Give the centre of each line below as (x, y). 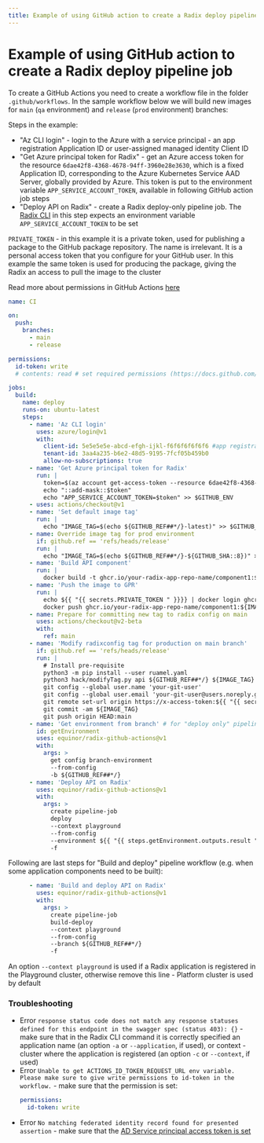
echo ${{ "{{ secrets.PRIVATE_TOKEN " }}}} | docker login (142, 599)
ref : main (59, 636)
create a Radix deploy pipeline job (121, 71)
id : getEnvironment (68, 731)
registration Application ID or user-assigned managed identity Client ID (134, 148)
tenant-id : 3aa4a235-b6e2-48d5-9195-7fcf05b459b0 (126, 454)
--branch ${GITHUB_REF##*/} (96, 944)
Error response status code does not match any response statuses (129, 1020)
